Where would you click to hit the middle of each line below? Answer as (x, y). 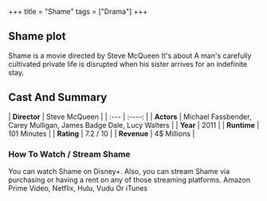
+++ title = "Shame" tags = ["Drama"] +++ (78, 12)
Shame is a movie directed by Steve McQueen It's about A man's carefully (130, 56)
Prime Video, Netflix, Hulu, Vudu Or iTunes (78, 188)
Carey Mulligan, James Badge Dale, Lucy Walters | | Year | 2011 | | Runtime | (134, 125)
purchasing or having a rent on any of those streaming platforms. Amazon (130, 180)
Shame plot (37, 36)
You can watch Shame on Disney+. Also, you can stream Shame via (119, 171)
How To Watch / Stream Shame (69, 154)
